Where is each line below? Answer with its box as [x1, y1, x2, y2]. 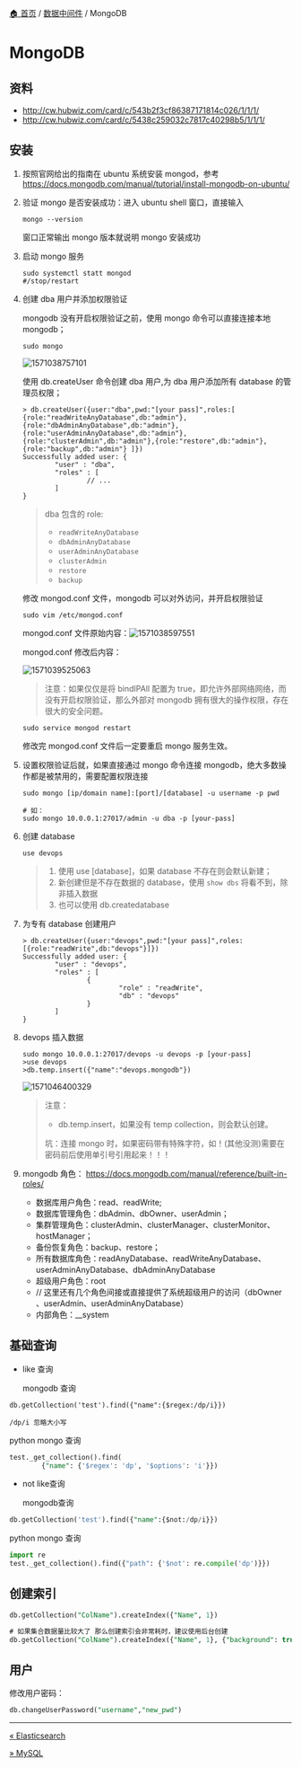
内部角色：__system [35, 1309, 109, 1320]
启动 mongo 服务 [21, 251, 85, 261]
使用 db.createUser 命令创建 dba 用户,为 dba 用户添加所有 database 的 [21, 375, 284, 386]
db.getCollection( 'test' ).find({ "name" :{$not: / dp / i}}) [9, 1515, 219, 1524]
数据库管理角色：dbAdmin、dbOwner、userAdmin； [35, 1207, 230, 1219]
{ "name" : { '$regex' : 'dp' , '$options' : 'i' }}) [41, 1461, 219, 1471]
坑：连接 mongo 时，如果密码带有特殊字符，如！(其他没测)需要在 [44, 1137, 285, 1148]
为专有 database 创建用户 [21, 918, 116, 929]
